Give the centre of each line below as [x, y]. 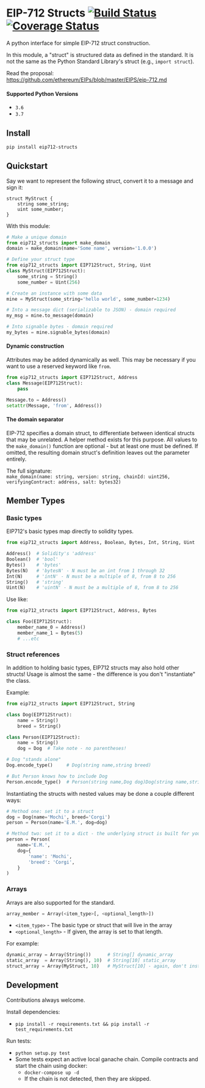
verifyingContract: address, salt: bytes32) [64, 482]
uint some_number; [41, 209]
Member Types [36, 501]
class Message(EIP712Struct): [45, 383]
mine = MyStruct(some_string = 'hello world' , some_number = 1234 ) [88, 299]
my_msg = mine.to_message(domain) [50, 316]
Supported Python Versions [42, 94]
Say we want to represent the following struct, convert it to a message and [100, 181]
